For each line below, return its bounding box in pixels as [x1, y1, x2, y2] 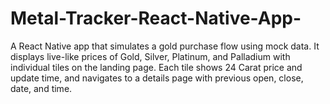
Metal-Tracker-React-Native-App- [10, 7, 302, 30]
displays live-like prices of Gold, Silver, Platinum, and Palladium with [10, 50, 291, 62]
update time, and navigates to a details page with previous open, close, [10, 72, 304, 84]
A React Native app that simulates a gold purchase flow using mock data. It [10, 40, 320, 52]
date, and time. [10, 82, 73, 94]
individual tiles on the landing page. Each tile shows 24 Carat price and [10, 61, 303, 73]
